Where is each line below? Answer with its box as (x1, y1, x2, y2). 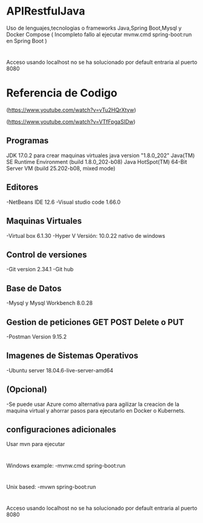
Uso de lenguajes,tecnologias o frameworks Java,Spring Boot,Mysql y (6, 24, 182, 32)
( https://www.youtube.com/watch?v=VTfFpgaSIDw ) (6, 118, 136, 126)
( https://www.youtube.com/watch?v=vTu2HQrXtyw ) (6, 106, 136, 113)
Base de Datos (6, 283, 62, 294)
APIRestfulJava (6, 4, 85, 18)
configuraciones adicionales (6, 424, 116, 434)
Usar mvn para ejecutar (6, 440, 65, 448)
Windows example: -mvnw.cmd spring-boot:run (6, 462, 126, 469)
